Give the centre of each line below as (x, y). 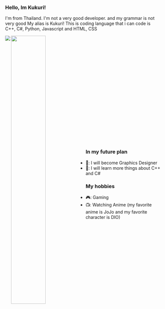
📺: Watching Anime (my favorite (119, 205)
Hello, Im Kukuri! (26, 7)
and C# (93, 173)
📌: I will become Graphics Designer (121, 163)
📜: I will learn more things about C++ (123, 168)
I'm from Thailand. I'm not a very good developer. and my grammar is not (80, 18)
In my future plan (106, 152)
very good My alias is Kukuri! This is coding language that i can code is (78, 23)
